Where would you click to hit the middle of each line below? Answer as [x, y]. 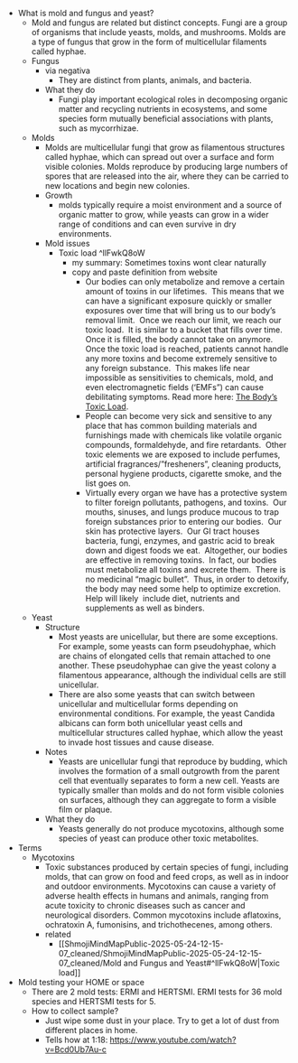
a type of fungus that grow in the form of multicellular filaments [149, 42]
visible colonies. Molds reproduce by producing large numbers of [167, 167]
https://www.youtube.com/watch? [173, 1040]
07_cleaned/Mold [90, 963]
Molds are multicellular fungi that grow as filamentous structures [165, 147]
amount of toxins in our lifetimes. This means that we [185, 291]
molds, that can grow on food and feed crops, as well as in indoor [167, 877]
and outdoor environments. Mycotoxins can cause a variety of [160, 886]
